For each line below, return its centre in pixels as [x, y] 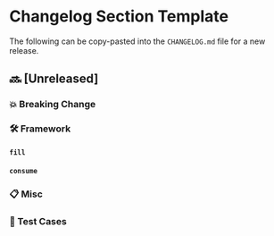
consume [24, 172]
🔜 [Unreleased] [54, 79]
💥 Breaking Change [53, 105]
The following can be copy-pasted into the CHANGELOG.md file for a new [137, 41]
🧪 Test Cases [38, 222]
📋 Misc [26, 194]
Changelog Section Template [119, 17]
